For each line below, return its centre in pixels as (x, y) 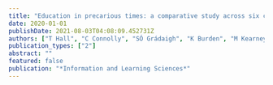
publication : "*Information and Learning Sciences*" (100, 69)
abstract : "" (30, 53)
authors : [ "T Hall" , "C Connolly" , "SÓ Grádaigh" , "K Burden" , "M (123, 38)
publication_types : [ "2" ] (52, 46)
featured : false (36, 62)
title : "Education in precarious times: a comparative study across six (134, 16)
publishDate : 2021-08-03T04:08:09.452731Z (81, 31)
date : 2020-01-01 (38, 23)
